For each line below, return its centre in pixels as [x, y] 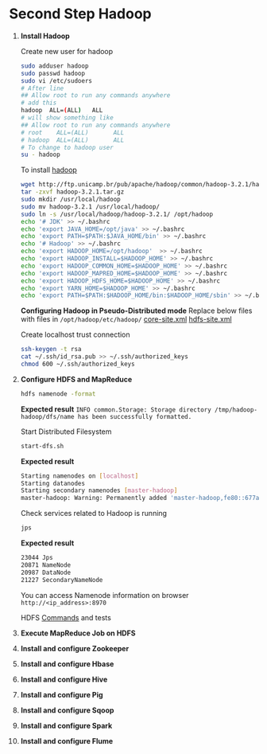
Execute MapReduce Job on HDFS [78, 633]
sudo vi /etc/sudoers [56, 80]
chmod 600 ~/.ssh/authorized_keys [77, 364]
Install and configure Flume [67, 740]
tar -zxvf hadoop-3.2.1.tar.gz [72, 192]
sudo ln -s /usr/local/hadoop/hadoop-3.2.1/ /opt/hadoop [117, 214]
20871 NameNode [46, 565]
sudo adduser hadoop [54, 66]
